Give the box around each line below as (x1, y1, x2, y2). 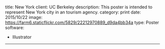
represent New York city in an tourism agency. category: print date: (5, 9, 141, 15)
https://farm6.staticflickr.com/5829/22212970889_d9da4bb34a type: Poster (5, 19, 160, 25)
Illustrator (12, 34, 32, 40)
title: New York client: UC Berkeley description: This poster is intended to (5, 4, 153, 10)
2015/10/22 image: (5, 15, 43, 20)
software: (5, 25, 25, 31)
